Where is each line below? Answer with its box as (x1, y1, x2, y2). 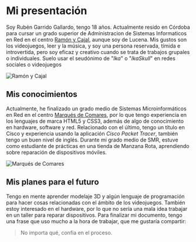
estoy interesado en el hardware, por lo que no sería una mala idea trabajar (6, 205, 188, 212)
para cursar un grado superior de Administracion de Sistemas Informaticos (6, 29, 187, 36)
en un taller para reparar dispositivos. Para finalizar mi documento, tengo (6, 211, 183, 219)
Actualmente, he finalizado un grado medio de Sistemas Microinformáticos (6, 105, 187, 112)
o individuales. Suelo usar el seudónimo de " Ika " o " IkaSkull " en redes (6, 55, 176, 62)
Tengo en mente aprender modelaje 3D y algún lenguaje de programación (6, 193, 185, 200)
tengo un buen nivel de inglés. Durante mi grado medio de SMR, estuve (6, 136, 178, 143)
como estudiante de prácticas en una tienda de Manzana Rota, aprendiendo (6, 142, 190, 149)
